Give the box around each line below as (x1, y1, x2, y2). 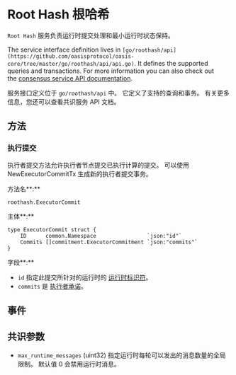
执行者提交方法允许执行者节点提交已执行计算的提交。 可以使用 (7, 161, 189, 169)
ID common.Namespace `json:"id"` (20, 232, 182, 239)
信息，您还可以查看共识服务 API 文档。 (7, 97, 120, 106)
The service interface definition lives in (7, 45, 121, 54)
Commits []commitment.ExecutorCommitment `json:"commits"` (20, 238, 198, 246)
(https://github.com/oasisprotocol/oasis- (7, 52, 135, 60)
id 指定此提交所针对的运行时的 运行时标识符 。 (17, 273, 152, 282)
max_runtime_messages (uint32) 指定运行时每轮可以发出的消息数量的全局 (17, 351, 226, 359)
